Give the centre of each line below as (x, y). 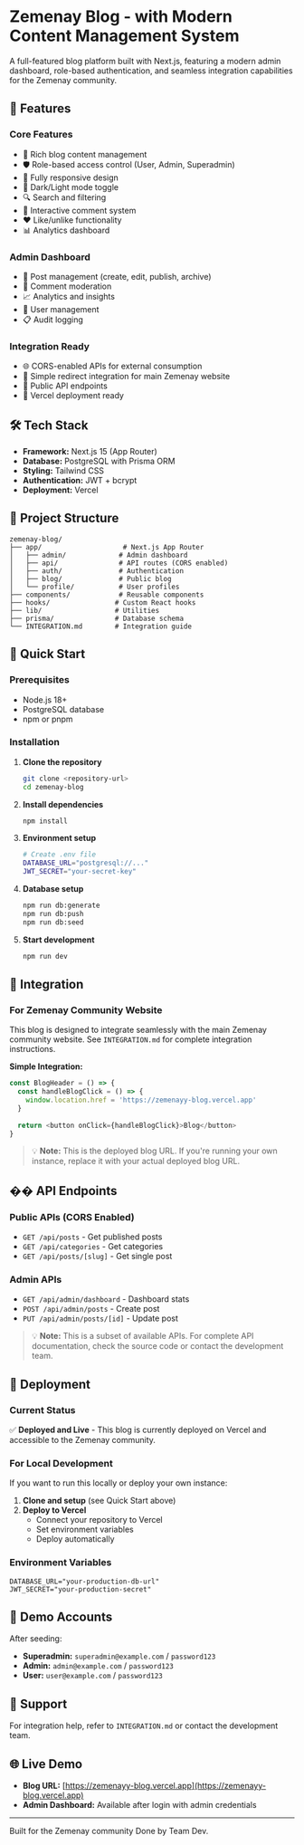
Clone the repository (62, 761)
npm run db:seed (53, 922)
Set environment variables (85, 1530)
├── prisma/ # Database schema (96, 618)
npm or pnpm (48, 719)
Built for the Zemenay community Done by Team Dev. (109, 1831)
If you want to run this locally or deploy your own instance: (119, 1483)
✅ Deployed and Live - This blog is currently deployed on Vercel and (138, 1430)
